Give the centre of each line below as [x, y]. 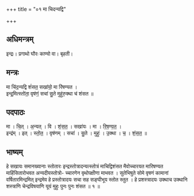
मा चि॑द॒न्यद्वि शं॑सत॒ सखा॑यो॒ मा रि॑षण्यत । [42, 87]
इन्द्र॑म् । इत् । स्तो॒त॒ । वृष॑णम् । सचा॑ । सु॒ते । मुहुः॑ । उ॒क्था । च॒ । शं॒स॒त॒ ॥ [77, 133]
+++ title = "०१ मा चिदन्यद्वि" [36, 9]
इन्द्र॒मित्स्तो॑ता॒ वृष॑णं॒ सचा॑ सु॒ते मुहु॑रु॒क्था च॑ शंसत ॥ [50, 93]
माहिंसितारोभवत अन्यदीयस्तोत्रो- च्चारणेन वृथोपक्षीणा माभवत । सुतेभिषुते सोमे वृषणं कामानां [87, 173]
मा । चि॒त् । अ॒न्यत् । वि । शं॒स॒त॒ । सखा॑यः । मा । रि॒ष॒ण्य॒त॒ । [64, 126]
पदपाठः [16, 112]
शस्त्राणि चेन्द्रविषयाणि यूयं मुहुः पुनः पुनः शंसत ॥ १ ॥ [53, 187]
